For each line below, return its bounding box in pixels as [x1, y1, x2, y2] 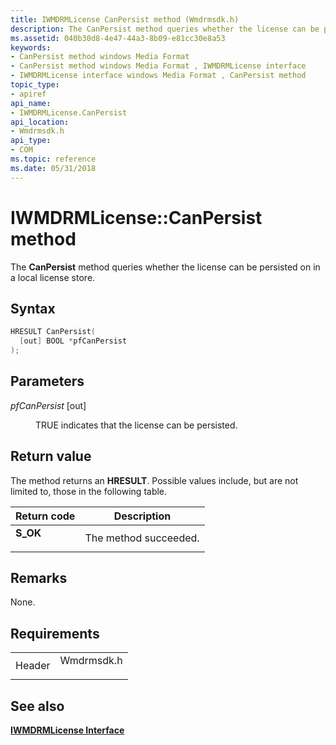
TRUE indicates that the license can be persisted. [35, 419, 238, 431]
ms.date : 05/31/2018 [10, 163, 97, 173]
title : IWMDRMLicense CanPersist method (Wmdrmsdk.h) [10, 14, 240, 25]
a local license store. [10, 271, 96, 283]
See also [10, 697, 65, 715]
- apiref [10, 89, 47, 99]
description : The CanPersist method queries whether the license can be [10, 24, 320, 34]
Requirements [10, 625, 100, 642]
